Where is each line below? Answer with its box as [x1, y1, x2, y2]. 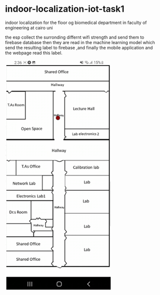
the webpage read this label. [5, 50, 63, 56]
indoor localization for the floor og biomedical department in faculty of [5, 20, 147, 25]
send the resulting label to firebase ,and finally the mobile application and [5, 45, 153, 50]
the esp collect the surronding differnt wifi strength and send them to [5, 34, 144, 40]
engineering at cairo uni [5, 24, 53, 30]
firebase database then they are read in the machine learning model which [5, 39, 155, 45]
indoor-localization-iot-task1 [5, 3, 125, 15]
